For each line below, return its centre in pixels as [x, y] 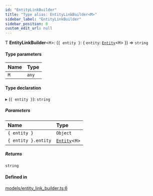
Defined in [16, 177]
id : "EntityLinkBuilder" [31, 10]
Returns [14, 154]
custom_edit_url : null [29, 28]
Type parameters [23, 54]
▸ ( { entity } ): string [28, 99]
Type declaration [23, 87]
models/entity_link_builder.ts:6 [36, 188]
